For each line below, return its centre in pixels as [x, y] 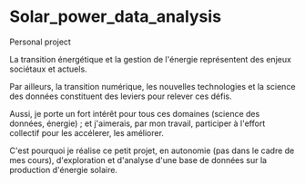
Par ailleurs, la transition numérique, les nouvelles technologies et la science [152, 86]
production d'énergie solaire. [64, 169]
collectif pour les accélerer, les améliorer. [86, 132]
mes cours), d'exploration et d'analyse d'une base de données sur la [138, 160]
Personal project [40, 42]
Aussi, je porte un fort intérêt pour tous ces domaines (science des [135, 113]
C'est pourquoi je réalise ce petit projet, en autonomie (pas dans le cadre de [152, 150]
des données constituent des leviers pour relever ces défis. [121, 96]
